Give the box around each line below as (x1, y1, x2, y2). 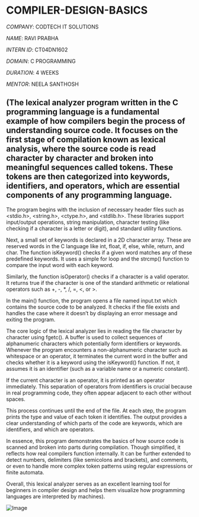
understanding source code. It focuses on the (6, 126, 178, 136)
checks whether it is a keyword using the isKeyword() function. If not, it (6, 359, 180, 366)
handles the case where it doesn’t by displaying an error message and (6, 309, 178, 317)
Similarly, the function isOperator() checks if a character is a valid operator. (6, 273, 190, 280)
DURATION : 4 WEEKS (6, 69, 59, 76)
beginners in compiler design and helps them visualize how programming (6, 486, 185, 493)
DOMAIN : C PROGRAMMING (6, 57, 76, 65)
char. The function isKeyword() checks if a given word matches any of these (6, 249, 192, 256)
